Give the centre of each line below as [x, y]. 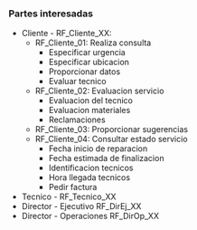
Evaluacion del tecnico [90, 101]
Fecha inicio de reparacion [98, 149]
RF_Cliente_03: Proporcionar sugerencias [112, 129]
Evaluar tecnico [77, 81]
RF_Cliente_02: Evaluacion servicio [99, 91]
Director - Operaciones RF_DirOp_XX [90, 216]
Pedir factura [73, 187]
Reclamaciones [77, 120]
